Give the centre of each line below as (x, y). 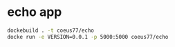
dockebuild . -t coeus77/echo (51, 30)
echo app (35, 12)
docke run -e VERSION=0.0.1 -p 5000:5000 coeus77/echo (88, 37)
